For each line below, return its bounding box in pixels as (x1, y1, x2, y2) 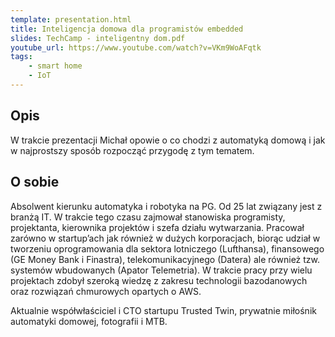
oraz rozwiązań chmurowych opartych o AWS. (10, 285, 202, 297)
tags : (10, 52, 33, 62)
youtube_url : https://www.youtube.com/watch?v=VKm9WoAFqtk (10, 42, 262, 53)
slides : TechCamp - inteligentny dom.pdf (10, 33, 186, 43)
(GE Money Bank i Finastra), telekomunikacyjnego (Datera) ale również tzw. (10, 253, 321, 265)
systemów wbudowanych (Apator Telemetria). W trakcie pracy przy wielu (10, 264, 313, 276)
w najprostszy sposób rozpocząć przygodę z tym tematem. (10, 144, 255, 156)
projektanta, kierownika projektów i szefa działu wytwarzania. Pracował (10, 221, 305, 233)
